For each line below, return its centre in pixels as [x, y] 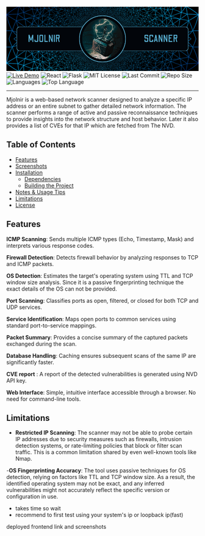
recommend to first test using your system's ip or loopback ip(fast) [99, 515]
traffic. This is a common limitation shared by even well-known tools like [106, 452]
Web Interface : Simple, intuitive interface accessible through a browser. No [101, 392]
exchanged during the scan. [41, 344]
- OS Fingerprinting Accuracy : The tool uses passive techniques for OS [96, 471]
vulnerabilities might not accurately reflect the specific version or [88, 490]
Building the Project [49, 185]
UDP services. [24, 307]
